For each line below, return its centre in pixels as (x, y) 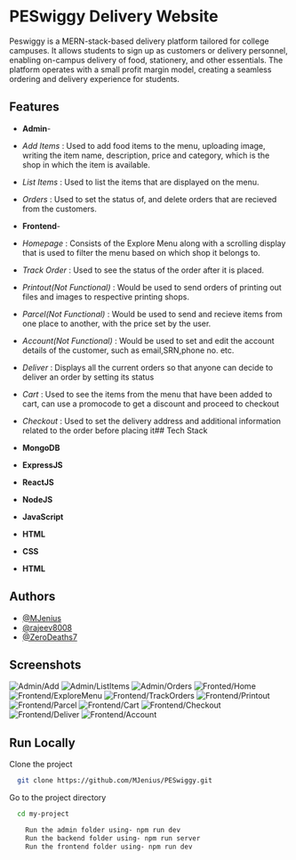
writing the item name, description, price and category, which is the (146, 155)
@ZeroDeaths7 (50, 637)
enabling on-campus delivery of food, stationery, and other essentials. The (146, 60)
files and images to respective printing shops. (105, 297)
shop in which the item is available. (86, 164)
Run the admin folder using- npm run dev (103, 830)
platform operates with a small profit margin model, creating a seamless (140, 70)
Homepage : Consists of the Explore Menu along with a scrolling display (154, 243)
